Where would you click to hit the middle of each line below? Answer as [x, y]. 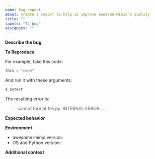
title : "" [15, 19]
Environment [19, 128]
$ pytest [14, 89]
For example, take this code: [34, 62]
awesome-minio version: [38, 137]
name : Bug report [23, 10]
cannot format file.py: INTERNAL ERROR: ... [61, 108]
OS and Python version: [37, 143]
